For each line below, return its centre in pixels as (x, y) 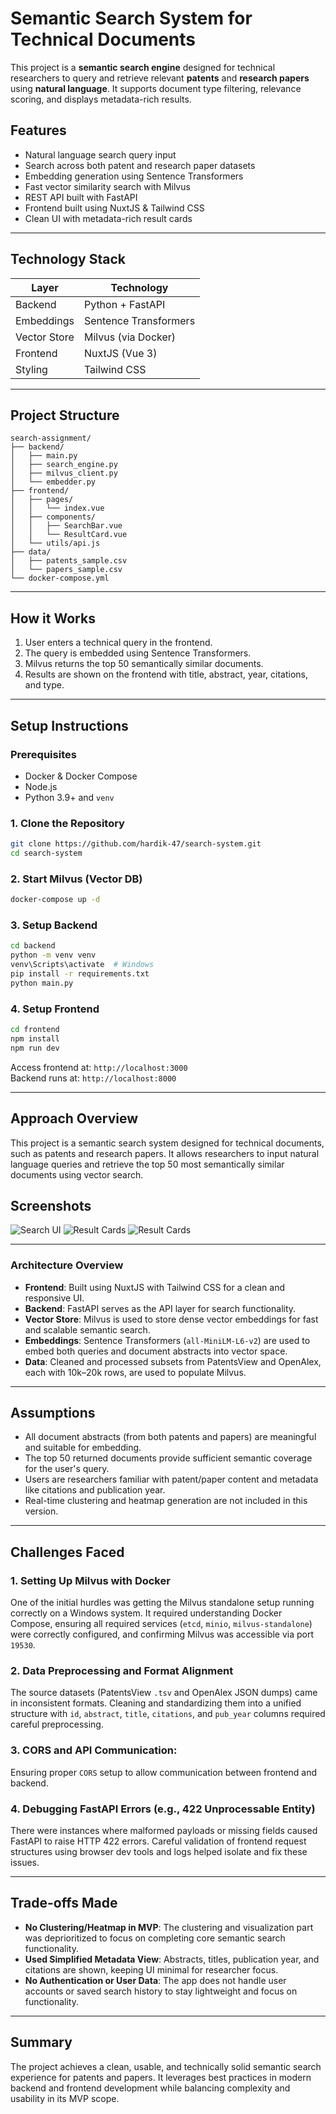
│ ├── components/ (53, 517)
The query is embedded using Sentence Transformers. (138, 653)
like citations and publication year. (95, 1490)
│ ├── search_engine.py (64, 465)
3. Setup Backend (54, 925)
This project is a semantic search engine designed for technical (143, 67)
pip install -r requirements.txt (80, 974)
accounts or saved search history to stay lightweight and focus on (161, 1991)
